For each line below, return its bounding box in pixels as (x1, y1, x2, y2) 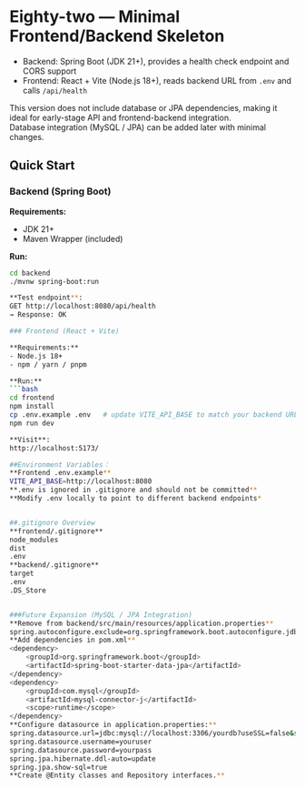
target (9, 569, 34, 579)
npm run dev (9, 419, 54, 428)
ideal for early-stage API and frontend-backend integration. (9, 112, 231, 123)
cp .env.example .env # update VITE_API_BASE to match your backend (9, 410, 282, 420)
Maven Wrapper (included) (22, 233, 123, 244)
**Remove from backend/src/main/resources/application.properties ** (9, 619, 274, 628)
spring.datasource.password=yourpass (9, 745, 152, 754)
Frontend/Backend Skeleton (9, 25, 225, 46)
